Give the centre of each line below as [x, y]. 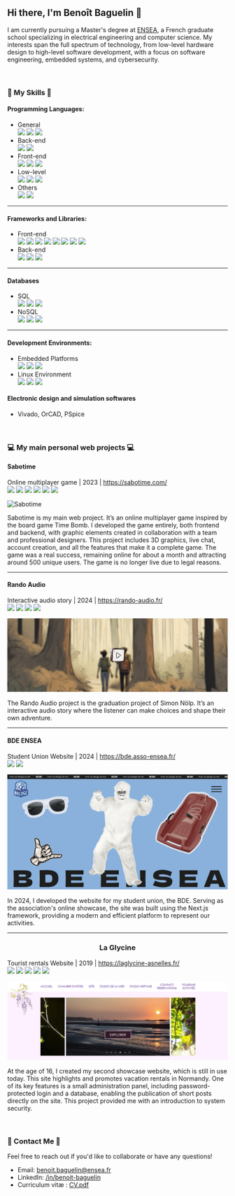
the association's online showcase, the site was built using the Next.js [108, 908]
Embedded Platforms [48, 358]
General [29, 124]
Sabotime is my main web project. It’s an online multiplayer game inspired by [117, 518]
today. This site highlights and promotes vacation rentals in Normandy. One [116, 1078]
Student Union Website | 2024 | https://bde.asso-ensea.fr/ [92, 756]
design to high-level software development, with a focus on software [106, 52]
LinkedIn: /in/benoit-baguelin [59, 1177]
